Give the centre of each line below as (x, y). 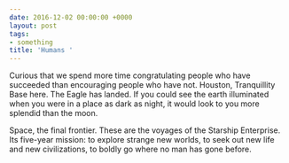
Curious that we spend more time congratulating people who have (130, 75)
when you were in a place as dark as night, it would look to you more (134, 104)
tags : (19, 34)
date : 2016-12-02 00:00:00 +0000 (71, 17)
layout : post (33, 26)
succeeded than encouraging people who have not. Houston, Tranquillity (142, 85)
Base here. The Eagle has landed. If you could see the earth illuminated (139, 95)
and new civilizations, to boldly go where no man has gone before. (131, 149)
